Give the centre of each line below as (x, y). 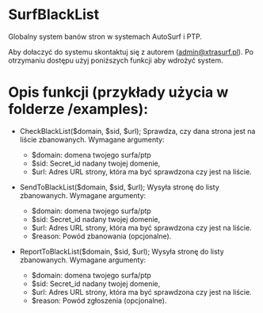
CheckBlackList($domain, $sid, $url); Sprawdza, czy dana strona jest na (137, 131)
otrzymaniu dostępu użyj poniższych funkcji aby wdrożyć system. (116, 60)
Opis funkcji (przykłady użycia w (118, 92)
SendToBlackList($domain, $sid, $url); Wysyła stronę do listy (119, 187)
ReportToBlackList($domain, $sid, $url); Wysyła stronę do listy (122, 251)
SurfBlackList (54, 15)
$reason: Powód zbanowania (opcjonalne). (101, 236)
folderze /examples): (78, 109)
